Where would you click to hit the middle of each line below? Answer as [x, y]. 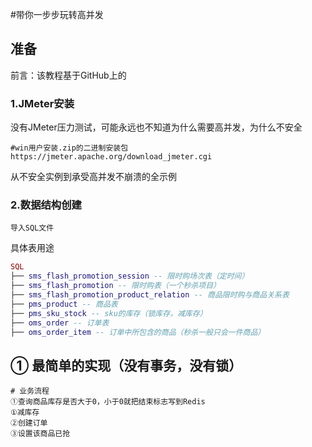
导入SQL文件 [32, 228]
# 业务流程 [30, 391]
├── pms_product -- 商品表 [64, 304]
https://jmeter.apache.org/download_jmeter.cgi [111, 157]
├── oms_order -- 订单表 [60, 323]
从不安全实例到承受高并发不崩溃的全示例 [93, 177]
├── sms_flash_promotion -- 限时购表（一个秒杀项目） [116, 286]
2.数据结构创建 [46, 205]
